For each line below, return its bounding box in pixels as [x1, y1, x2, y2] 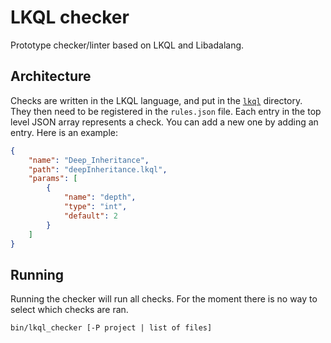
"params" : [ [28, 174, 78, 184]
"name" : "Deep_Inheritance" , [28, 155, 150, 165]
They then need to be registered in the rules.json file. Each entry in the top [10, 105, 322, 117]
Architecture [10, 68, 92, 85]
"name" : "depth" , [63, 192, 137, 203]
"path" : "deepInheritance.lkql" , [28, 164, 168, 175]
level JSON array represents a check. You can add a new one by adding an [10, 116, 319, 128]
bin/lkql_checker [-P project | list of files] [10, 323, 213, 333]
